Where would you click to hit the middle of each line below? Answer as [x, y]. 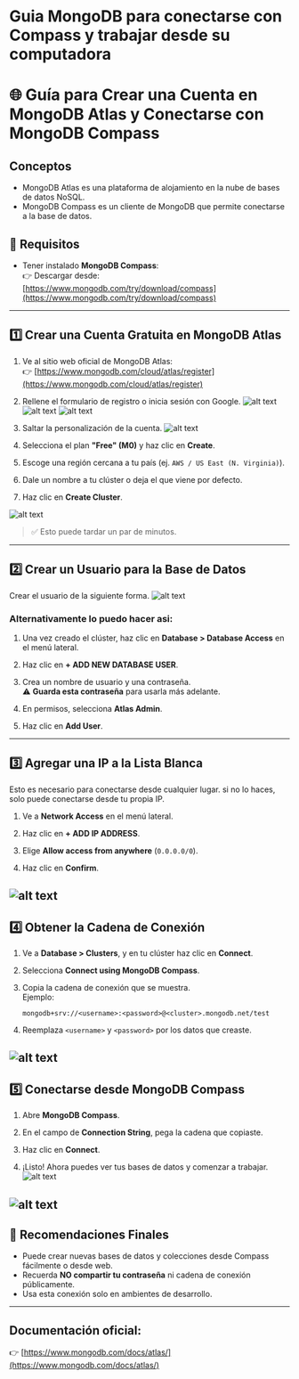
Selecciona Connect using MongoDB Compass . [111, 970]
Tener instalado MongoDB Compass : [90, 265]
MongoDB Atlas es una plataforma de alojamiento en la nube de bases [151, 188]
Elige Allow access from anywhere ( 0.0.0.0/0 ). [110, 850]
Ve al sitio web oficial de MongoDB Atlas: [97, 361]
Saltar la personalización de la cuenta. [92, 428]
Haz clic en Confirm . [61, 868]
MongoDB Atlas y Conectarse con [137, 114]
